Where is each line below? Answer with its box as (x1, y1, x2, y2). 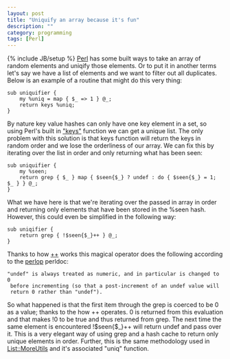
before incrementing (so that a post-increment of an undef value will (10, 283, 220, 290)
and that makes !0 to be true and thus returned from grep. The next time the (7, 315, 222, 323)
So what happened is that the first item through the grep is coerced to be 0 (7, 301, 219, 309)
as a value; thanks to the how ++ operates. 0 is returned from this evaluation (7, 308, 223, 316)
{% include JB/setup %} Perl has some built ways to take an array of (7, 54, 201, 62)
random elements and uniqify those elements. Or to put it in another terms (7, 62, 217, 70)
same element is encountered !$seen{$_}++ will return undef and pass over (7, 323, 222, 331)
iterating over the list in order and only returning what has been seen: (7, 149, 203, 157)
